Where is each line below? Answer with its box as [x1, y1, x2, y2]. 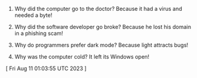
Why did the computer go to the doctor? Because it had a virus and [14, 5, 182, 12]
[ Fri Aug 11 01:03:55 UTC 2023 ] [5, 65, 87, 72]
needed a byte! [14, 11, 53, 19]
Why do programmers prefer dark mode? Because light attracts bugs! [14, 42, 189, 48]
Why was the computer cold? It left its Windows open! [14, 53, 150, 60]
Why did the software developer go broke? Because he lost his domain [14, 24, 192, 30]
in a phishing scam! [14, 30, 63, 37]
